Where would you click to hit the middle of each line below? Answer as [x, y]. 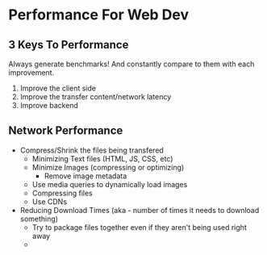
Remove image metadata [86, 176]
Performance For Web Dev [99, 15]
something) [39, 219]
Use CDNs [49, 201]
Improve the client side [58, 88]
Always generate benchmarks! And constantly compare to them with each [131, 64]
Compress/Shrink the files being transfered [92, 150]
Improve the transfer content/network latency [96, 97]
